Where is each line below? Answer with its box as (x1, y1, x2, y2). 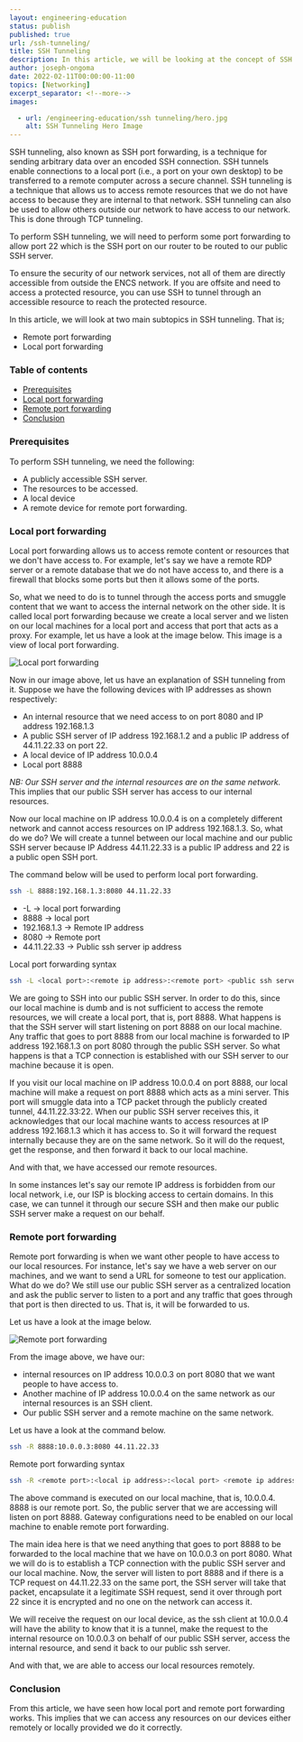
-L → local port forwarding (22, 903, 122, 913)
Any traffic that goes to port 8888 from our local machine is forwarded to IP (9, 1031, 290, 1042)
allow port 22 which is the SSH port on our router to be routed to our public (9, 241, 289, 252)
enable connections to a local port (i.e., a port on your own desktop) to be (9, 166, 284, 177)
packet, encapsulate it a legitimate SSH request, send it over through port (9, 1586, 282, 1598)
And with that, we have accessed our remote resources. (9, 1162, 217, 1172)
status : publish (9, 22, 70, 31)
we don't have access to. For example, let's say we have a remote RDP (9, 555, 272, 566)
